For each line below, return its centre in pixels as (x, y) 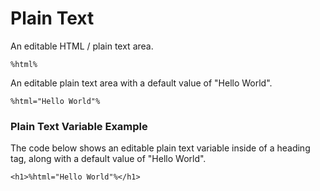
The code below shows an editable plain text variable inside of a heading (160, 148)
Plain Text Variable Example (79, 126)
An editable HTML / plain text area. (82, 46)
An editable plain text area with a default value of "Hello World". (141, 83)
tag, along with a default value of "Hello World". (108, 159)
